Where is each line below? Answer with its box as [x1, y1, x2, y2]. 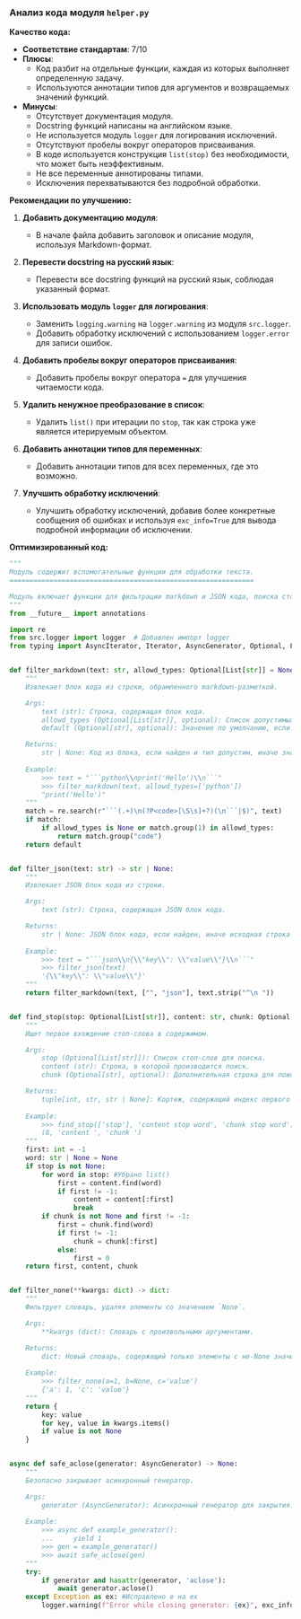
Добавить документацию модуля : [21, 213, 159, 224]
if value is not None [41, 1427, 123, 1436]
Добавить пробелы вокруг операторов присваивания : [21, 355, 237, 365]
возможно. [35, 471, 78, 481]
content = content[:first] [73, 1195, 175, 1204]
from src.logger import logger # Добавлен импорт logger [9, 633, 230, 643]
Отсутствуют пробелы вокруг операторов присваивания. [35, 139, 256, 150]
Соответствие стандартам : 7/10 [21, 44, 148, 55]
